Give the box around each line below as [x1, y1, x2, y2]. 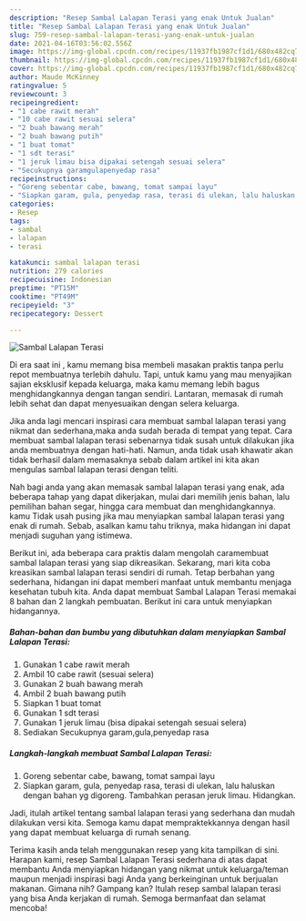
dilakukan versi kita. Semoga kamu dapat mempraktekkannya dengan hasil [9, 817, 290, 828]
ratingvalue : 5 [9, 81, 67, 90]
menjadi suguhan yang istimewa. [9, 530, 133, 541]
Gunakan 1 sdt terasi [22, 707, 100, 719]
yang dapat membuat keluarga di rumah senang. [9, 827, 191, 838]
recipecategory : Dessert [9, 309, 104, 319]
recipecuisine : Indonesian [9, 275, 112, 285]
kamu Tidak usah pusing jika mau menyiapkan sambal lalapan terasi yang [9, 511, 285, 521]
